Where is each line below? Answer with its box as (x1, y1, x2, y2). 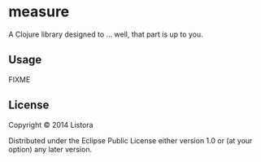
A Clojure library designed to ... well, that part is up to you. (8, 29, 203, 39)
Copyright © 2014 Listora (8, 120, 94, 129)
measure (8, 2, 70, 21)
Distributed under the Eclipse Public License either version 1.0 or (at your (8, 135, 253, 145)
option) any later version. (8, 144, 92, 154)
